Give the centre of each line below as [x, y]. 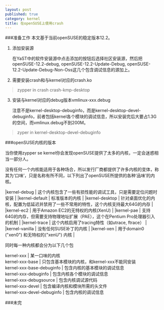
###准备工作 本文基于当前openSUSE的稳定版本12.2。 [59, 38]
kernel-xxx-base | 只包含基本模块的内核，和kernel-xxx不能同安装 [71, 262]
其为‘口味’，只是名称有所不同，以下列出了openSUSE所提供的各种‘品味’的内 [80, 176]
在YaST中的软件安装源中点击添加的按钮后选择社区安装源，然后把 [77, 59]
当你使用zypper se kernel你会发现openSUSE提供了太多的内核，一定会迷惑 [80, 153]
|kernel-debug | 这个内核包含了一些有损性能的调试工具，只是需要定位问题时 [81, 192]
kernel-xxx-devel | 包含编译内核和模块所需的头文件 [56, 286]
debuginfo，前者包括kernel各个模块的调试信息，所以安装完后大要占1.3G [84, 117]
